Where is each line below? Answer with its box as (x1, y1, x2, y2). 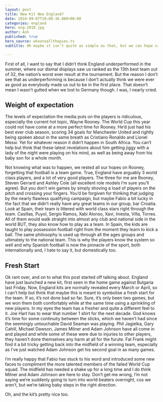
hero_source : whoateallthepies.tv (5, 39, 75, 44)
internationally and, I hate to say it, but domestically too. (5, 247, 117, 253)
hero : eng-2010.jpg (5, 25, 45, 30)
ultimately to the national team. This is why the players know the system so (5, 237, 155, 243)
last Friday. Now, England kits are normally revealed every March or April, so (5, 285, 158, 291)
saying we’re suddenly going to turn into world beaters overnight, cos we (5, 377, 151, 383)
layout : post (5, 7, 32, 12)
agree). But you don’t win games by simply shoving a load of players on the (5, 185, 156, 191)
